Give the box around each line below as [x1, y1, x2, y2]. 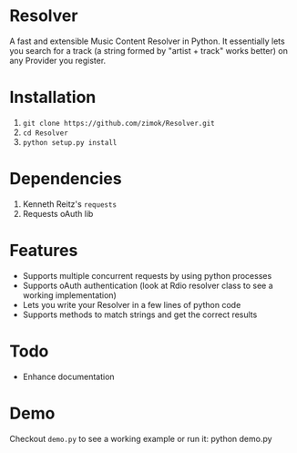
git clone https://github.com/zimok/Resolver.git [22, 118, 216, 128]
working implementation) [22, 289, 117, 301]
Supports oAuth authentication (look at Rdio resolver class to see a [22, 280, 273, 291]
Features [9, 241, 78, 261]
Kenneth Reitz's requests [22, 198, 117, 210]
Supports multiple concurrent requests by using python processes [22, 270, 272, 281]
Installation [9, 88, 97, 108]
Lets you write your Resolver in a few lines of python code [22, 299, 241, 310]
